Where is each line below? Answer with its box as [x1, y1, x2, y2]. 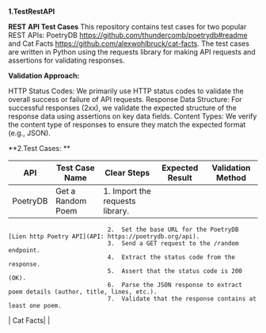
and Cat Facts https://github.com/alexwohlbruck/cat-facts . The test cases [8, 39, 249, 48]
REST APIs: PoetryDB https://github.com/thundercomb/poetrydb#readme [8, 31, 248, 40]
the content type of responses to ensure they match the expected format [8, 120, 246, 129]
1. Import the [102, 186, 152, 196]
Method [216, 172, 247, 183]
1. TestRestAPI [8, 7, 55, 16]
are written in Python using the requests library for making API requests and [8, 47, 256, 56]
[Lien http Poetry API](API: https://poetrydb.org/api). [8, 233, 200, 240]
